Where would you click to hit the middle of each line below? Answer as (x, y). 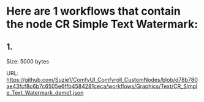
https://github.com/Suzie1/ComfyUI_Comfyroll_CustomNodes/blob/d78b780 (102, 80)
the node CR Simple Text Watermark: (102, 24)
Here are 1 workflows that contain (93, 11)
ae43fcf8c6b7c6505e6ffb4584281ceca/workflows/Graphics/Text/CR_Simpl (102, 86)
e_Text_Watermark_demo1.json (45, 93)
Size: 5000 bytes (28, 61)
